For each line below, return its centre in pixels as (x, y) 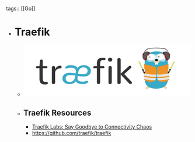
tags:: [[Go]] (21, 8)
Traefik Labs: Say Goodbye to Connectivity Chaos (92, 127)
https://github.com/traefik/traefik (72, 133)
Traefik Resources (57, 112)
